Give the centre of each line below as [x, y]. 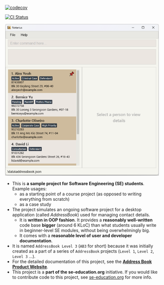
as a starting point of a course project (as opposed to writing [80, 194]
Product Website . [30, 266]
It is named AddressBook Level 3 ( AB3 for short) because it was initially [82, 246]
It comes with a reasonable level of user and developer [76, 236]
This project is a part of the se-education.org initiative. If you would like [85, 272]
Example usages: [29, 189]
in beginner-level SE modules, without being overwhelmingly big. [85, 230]
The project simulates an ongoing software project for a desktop [77, 209]
